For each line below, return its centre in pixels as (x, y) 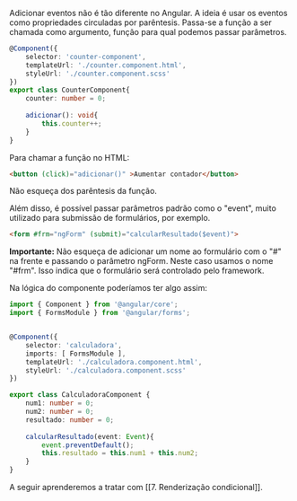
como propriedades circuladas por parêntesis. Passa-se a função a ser (140, 22)
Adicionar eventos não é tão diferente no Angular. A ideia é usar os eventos (148, 13)
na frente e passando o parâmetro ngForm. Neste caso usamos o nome (141, 261)
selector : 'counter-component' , (86, 57)
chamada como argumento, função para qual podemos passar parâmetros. (148, 32)
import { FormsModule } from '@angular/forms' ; (100, 313)
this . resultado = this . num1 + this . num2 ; (120, 453)
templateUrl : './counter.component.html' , (106, 65)
